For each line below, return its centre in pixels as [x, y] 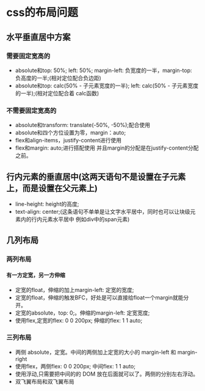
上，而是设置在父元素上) [52, 188]
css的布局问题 [42, 13]
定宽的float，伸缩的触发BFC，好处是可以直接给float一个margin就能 [99, 298]
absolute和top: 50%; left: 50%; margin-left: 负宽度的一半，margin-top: [103, 70]
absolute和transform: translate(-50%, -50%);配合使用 [83, 125]
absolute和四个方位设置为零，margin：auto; [70, 133]
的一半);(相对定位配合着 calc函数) [57, 93]
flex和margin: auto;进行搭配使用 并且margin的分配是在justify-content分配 [107, 148]
